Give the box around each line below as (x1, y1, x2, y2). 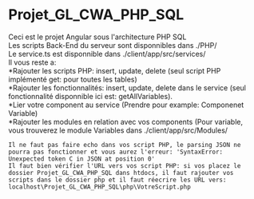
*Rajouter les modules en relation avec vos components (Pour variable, (8, 117, 244, 126)
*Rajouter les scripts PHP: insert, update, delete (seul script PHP (8, 66, 221, 75)
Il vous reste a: (8, 58, 57, 67)
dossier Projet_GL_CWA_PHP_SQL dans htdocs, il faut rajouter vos (8, 169, 234, 177)
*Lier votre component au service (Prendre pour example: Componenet (8, 100, 244, 109)
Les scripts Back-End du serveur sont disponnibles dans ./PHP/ (8, 40, 217, 50)
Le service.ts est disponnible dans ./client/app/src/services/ (8, 49, 206, 58)
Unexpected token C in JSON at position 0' (8, 154, 156, 163)
